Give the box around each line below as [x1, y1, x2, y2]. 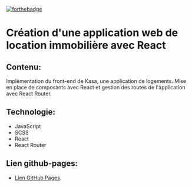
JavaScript [14, 122, 41, 129]
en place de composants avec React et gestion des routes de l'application [6, 84, 186, 91]
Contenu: [6, 62, 41, 72]
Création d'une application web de [6, 26, 178, 39]
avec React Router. [6, 90, 52, 97]
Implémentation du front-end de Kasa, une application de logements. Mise [6, 78, 187, 85]
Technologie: [6, 107, 56, 117]
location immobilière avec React [6, 39, 166, 52]
